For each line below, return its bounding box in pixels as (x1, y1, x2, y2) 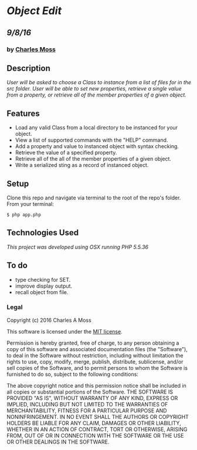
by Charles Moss (6, 45, 56, 54)
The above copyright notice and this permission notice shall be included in (6, 382, 186, 389)
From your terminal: (6, 200, 55, 207)
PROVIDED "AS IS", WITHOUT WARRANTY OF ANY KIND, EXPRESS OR (6, 394, 178, 401)
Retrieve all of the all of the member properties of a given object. (15, 155, 172, 162)
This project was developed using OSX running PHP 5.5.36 (6, 243, 149, 251)
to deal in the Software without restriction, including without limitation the (6, 352, 184, 359)
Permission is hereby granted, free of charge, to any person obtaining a (6, 339, 179, 346)
